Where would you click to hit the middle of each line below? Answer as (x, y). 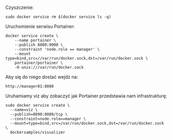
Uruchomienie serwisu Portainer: (40, 26)
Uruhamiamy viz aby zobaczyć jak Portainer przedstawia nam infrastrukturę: (86, 96)
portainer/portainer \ (39, 63)
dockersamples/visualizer (38, 132)
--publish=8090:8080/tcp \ (39, 114)
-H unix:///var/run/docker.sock (49, 67)
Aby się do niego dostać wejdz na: (42, 77)
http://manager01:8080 (30, 86)
